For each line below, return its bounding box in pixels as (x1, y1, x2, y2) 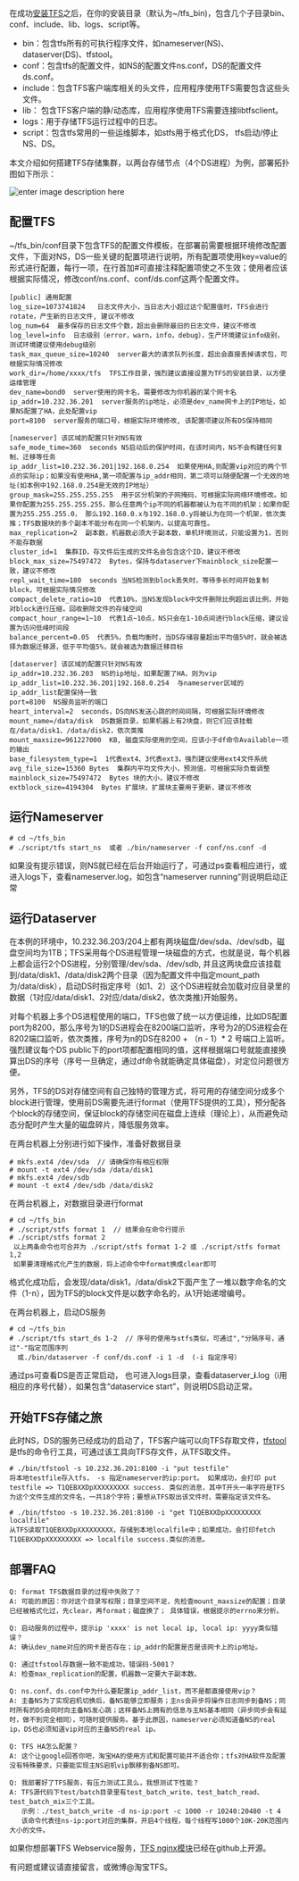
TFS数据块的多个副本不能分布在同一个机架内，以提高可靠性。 (21, 519, 214, 528)
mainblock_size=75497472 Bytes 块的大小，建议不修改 (9, 773, 200, 782)
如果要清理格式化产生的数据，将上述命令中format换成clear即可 (12, 1260, 217, 1269)
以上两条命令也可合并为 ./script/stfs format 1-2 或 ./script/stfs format (12, 1242, 281, 1252)
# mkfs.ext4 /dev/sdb (9, 1174, 90, 1183)
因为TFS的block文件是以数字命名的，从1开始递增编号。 (47, 1288, 251, 1299)
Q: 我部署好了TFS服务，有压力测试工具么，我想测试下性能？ (9, 1778, 200, 1788)
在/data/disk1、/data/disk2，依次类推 (9, 726, 145, 735)
